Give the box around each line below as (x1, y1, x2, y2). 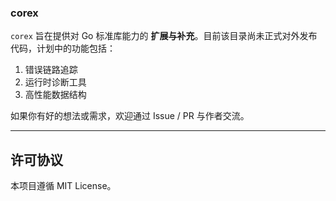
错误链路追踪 (24, 64, 78, 76)
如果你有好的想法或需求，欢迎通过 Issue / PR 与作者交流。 (10, 110, 250, 122)
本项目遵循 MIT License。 (10, 180, 117, 192)
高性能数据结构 (24, 89, 87, 101)
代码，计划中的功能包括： (10, 42, 116, 55)
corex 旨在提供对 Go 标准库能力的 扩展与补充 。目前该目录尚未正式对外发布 (10, 30, 318, 42)
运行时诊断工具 (24, 76, 87, 88)
